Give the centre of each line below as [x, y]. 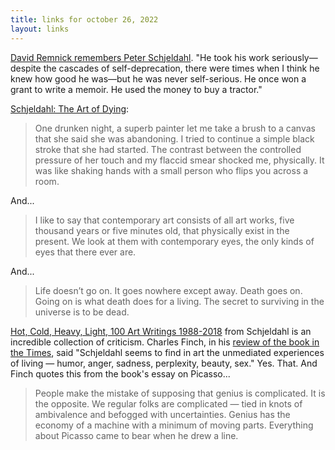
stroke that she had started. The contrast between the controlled [168, 149]
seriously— [294, 57]
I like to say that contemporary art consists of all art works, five [164, 220]
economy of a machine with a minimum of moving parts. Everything [174, 425]
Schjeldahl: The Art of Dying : [70, 108]
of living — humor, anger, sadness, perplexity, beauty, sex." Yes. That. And [164, 363]
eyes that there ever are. [85, 252]
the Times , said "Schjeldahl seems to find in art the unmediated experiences [167, 352]
